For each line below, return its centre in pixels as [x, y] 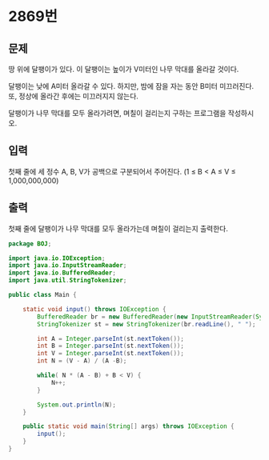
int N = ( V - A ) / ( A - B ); [82, 361]
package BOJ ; [30, 244]
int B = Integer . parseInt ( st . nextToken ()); [110, 346]
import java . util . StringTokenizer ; [68, 281]
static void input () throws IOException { [94, 309]
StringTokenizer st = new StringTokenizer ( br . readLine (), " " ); [147, 324]
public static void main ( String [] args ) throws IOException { [128, 426]
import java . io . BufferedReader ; [62, 273]
